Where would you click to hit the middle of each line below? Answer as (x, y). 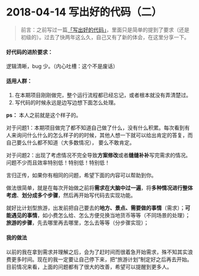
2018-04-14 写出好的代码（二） (84, 12)
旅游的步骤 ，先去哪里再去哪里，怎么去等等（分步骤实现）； (78, 223)
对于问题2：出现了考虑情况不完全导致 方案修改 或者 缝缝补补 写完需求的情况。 (99, 156)
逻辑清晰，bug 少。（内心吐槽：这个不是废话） (62, 66)
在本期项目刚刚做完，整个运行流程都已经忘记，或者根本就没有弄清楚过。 (103, 95)
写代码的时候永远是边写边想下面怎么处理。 (67, 103)
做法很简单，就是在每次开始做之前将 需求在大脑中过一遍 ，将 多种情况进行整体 (99, 188)
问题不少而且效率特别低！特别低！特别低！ (58, 163)
